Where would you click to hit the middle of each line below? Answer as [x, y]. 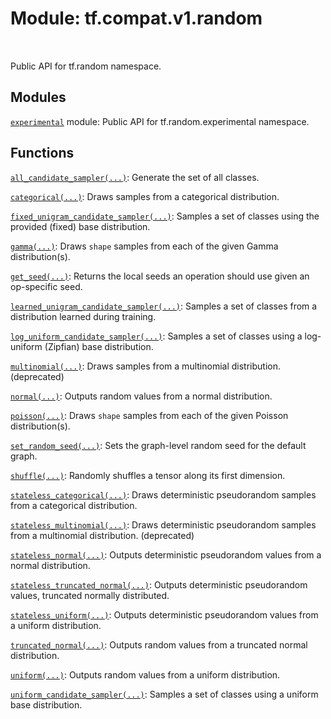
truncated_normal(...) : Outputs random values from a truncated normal [159, 644]
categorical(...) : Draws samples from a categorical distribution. [145, 196]
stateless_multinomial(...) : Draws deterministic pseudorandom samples [163, 524]
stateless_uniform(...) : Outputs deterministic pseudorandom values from [164, 614]
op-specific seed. [46, 286]
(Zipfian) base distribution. [99, 346]
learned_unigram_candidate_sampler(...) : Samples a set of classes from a [164, 306]
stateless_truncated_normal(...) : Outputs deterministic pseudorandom [159, 584]
